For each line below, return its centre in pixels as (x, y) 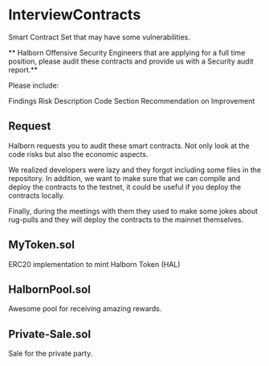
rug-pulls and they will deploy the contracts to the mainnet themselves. (126, 220)
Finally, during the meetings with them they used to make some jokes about (133, 211)
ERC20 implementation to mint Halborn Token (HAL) (94, 264)
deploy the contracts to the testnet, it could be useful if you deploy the (125, 187)
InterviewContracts (75, 15)
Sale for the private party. (51, 354)
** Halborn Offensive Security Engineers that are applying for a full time (127, 52)
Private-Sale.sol (49, 334)
